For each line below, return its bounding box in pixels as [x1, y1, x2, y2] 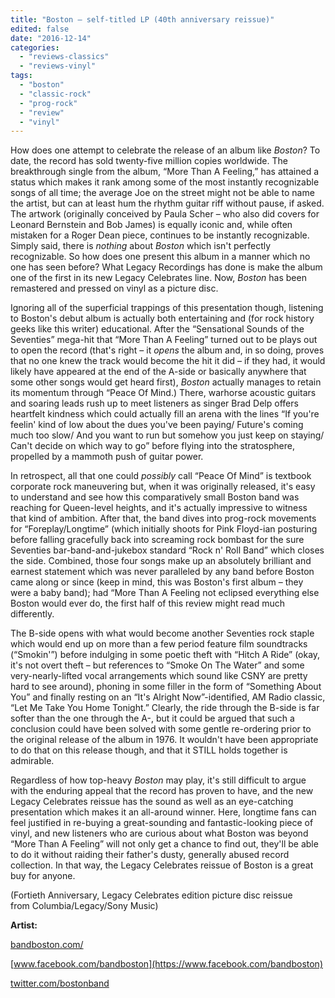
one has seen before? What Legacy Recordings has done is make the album [10, 261, 323, 273]
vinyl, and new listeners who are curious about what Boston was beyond [10, 827, 309, 840]
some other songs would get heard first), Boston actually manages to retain [10, 376, 322, 388]
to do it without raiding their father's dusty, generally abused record [10, 849, 290, 861]
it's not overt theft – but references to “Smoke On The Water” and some [10, 659, 305, 671]
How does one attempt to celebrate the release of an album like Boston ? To [10, 144, 321, 156]
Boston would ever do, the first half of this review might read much [10, 597, 286, 610]
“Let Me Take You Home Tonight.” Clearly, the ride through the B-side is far [10, 702, 320, 714]
